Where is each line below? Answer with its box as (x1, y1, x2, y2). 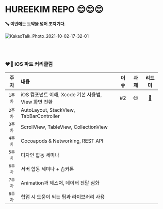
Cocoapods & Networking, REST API (21, 137, 104, 144)
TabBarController (21, 113, 60, 119)
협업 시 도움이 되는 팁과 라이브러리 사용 (21, 193, 105, 200)
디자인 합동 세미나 (21, 151, 60, 158)
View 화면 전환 (21, 98, 53, 105)
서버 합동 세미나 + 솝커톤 (21, 165, 74, 172)
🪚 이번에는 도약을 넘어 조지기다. (5, 21, 66, 27)
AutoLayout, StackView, (21, 106, 75, 113)
